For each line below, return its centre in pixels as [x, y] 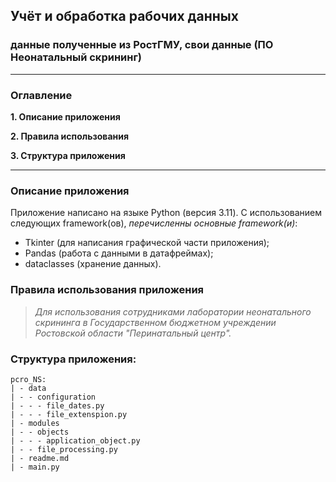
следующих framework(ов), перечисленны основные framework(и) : [154, 223]
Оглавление [41, 95]
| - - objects [40, 432]
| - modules [35, 423]
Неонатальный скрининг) [76, 57]
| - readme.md [40, 458]
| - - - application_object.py [75, 440]
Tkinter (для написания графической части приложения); [147, 243]
